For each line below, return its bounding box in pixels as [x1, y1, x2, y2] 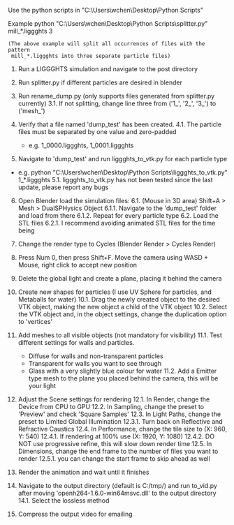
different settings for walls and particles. [17, 339, 135, 346]
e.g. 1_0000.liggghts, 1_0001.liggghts [28, 141, 134, 149]
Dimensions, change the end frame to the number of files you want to [17, 447, 219, 455]
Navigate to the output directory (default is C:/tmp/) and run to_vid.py [17, 482, 217, 489]
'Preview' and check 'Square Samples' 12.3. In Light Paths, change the [17, 410, 221, 418]
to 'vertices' [17, 318, 53, 325]
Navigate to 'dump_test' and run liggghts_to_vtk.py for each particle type [17, 155, 228, 163]
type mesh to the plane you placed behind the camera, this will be [28, 374, 219, 383]
